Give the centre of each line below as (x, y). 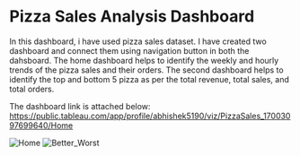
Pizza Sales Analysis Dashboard (132, 17)
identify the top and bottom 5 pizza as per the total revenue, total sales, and (150, 79)
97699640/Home (41, 125)
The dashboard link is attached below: (80, 106)
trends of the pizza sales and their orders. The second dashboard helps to (147, 70)
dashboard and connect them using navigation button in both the (129, 50)
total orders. (32, 89)
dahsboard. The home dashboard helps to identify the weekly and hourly (144, 60)
